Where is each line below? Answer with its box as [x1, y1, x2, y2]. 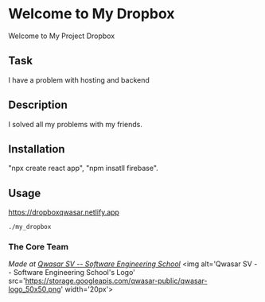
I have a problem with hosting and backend [8, 75, 150, 84]
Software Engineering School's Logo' [13, 268, 135, 277]
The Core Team [8, 242, 69, 253]
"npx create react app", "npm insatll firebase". [8, 164, 159, 173]
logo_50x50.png [8, 285, 61, 294]
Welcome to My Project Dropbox [8, 31, 115, 41]
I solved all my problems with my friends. [8, 119, 143, 129]
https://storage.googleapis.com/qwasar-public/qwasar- [25, 276, 208, 286]
